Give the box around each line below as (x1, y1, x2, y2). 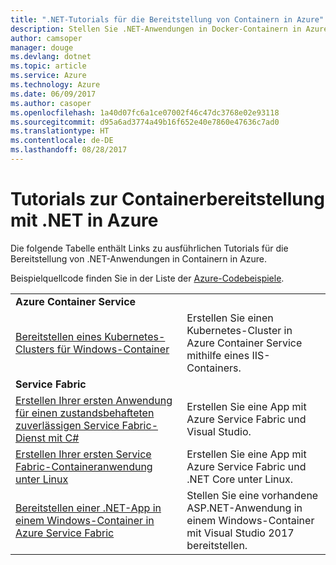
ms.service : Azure (10, 71, 87, 81)
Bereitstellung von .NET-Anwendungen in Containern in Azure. (10, 252, 268, 265)
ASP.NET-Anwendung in (186, 501, 303, 515)
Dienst (15, 431, 46, 445)
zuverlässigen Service (15, 418, 120, 432)
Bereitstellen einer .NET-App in (15, 501, 162, 515)
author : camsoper (10, 33, 83, 43)
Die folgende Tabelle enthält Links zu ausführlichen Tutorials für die (10, 242, 289, 254)
